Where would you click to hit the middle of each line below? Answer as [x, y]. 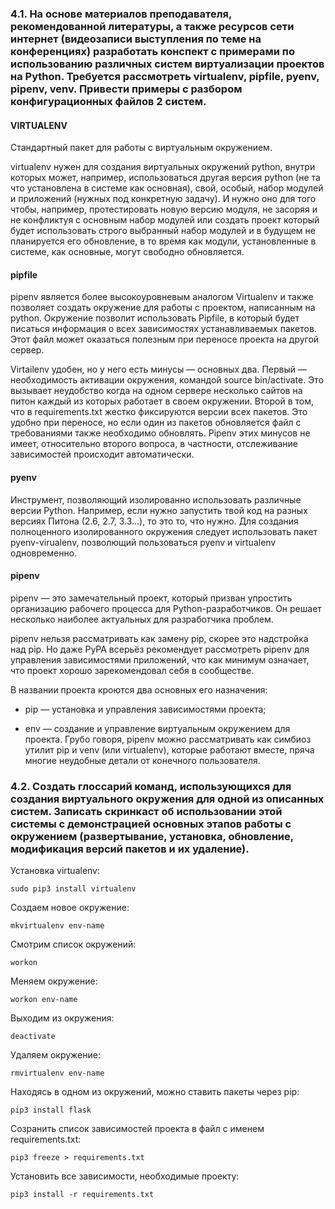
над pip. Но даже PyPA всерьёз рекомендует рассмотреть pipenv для [160, 649]
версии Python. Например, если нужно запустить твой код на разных [159, 510]
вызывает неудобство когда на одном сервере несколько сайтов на [156, 391]
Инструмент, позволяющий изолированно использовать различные [156, 499]
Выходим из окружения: [62, 1018]
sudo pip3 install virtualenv [73, 889]
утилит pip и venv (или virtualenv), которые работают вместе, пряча [169, 749]
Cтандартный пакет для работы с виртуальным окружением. [141, 148]
